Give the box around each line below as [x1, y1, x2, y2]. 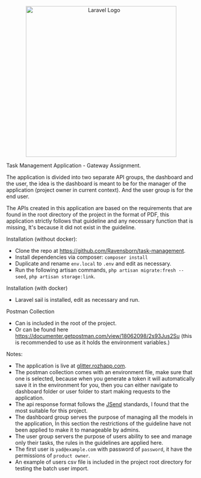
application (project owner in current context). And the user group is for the [6, 186, 194, 193]
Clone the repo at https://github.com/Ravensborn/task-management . [14, 247, 186, 254]
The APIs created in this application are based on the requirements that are [6, 205, 193, 211]
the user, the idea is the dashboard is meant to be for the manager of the [6, 180, 187, 187]
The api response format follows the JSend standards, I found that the [14, 401, 190, 407]
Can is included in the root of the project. [14, 320, 117, 327]
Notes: [6, 351, 23, 357]
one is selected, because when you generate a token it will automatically [14, 375, 195, 382]
